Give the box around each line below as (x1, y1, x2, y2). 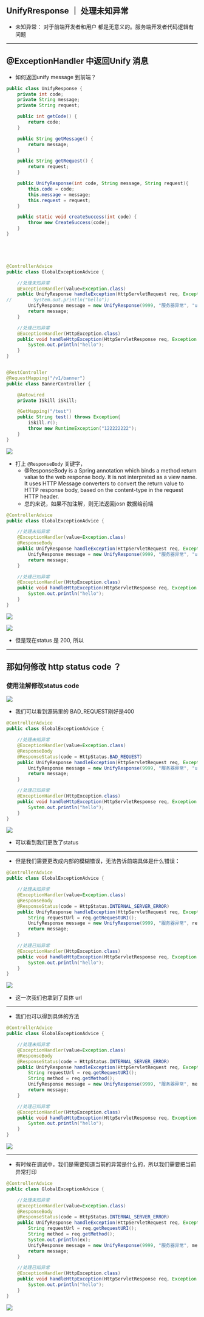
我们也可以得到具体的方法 (15, 1013, 80, 1020)
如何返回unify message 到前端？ (15, 73, 97, 80)
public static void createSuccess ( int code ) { (17, 214, 137, 220)
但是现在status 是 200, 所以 (15, 636, 84, 644)
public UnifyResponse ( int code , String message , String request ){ (17, 180, 189, 186)
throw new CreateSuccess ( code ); (28, 220, 110, 226)
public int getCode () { (17, 113, 78, 120)
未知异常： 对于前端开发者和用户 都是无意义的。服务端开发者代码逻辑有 (15, 23, 194, 30)
